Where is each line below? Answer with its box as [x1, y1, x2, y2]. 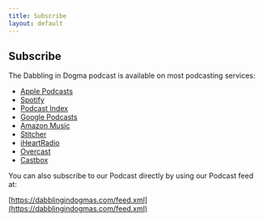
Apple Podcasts [19, 87, 74, 96]
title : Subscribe [8, 11, 67, 20]
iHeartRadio [19, 138, 60, 148]
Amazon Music [19, 121, 70, 130]
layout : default [8, 19, 63, 28]
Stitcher [19, 130, 47, 139]
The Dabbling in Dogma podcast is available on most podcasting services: [8, 70, 256, 81]
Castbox [19, 155, 49, 165]
